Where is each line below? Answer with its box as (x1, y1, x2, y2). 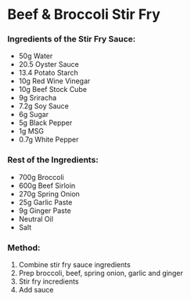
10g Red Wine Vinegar (18, 76, 91, 86)
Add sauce (18, 285, 54, 295)
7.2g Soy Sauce (18, 101, 70, 111)
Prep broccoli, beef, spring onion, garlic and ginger (18, 269, 183, 278)
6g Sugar (18, 110, 49, 119)
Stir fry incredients (18, 277, 79, 286)
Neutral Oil (18, 214, 54, 223)
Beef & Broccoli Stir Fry (7, 6, 161, 24)
